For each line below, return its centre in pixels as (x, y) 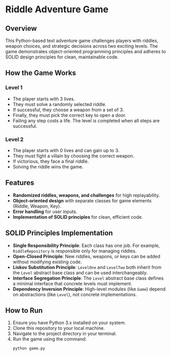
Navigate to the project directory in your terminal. (65, 333)
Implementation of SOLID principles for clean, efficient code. (78, 217)
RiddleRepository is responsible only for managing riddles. (74, 251)
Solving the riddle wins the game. (48, 166)
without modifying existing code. (47, 262)
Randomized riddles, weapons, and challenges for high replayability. (86, 195)
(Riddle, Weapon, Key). (37, 206)
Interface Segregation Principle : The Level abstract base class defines (88, 278)
